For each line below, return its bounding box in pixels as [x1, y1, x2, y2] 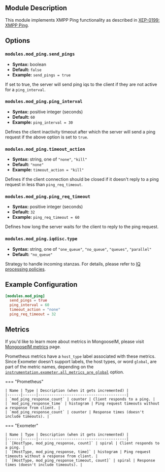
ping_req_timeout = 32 [9, 312, 56, 317]
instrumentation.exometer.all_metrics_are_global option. [5, 369, 125, 375]
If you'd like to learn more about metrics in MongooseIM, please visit [5, 338, 144, 344]
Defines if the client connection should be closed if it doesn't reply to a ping [5, 176, 159, 182]
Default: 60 [12, 114, 35, 120]
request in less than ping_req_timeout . [5, 182, 83, 188]
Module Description [5, 4, 67, 12]
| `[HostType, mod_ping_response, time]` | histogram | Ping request [5, 449, 151, 454]
